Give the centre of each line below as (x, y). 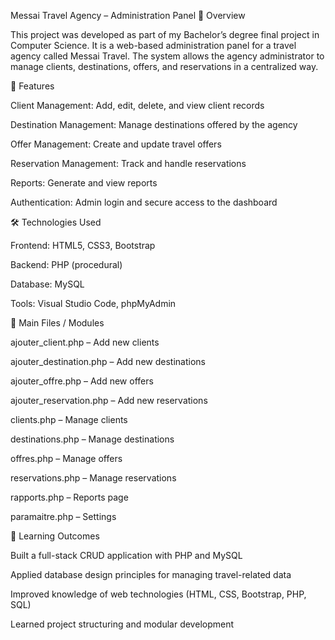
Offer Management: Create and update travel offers (116, 144)
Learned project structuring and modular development (122, 624)
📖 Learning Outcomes (55, 536)
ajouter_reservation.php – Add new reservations (109, 400)
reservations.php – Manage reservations (93, 478)
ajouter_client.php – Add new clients (85, 342)
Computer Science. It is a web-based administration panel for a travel (153, 45)
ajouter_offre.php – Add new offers (82, 381)
